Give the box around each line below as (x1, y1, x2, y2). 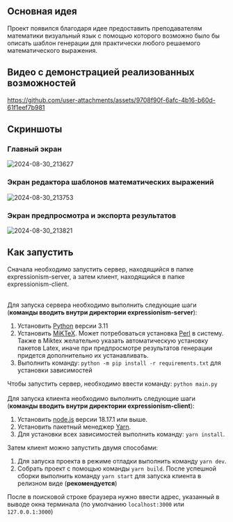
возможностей (7, 77, 77, 89)
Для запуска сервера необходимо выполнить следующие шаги (7, 301, 197, 309)
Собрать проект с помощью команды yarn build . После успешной (17, 464, 217, 473)
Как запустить (7, 246, 74, 258)
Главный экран (7, 144, 63, 154)
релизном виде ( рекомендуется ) (17, 479, 118, 487)
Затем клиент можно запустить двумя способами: (7, 443, 159, 452)
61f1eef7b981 (7, 103, 45, 111)
